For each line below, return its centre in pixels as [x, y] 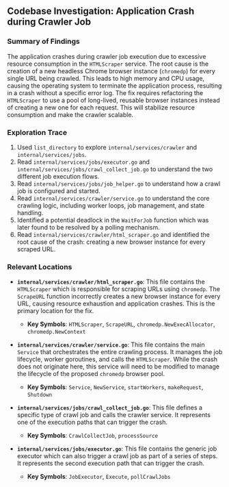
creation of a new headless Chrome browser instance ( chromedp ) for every [111, 71]
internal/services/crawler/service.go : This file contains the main [111, 345]
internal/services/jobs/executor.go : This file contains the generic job [117, 449]
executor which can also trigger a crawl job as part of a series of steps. [117, 456]
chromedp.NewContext [56, 332]
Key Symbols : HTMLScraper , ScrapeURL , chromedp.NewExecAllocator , [121, 324]
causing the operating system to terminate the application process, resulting [114, 86]
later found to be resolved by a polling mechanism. [88, 227]
